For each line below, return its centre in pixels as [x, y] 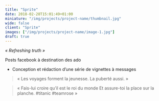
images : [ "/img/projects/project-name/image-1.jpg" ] [60, 32]
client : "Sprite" [23, 28]
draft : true [17, 37]
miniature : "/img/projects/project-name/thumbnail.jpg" [63, 18]
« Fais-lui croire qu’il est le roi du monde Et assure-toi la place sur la [85, 88]
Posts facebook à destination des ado [43, 60]
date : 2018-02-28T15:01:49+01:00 [39, 14]
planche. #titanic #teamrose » [47, 93]
